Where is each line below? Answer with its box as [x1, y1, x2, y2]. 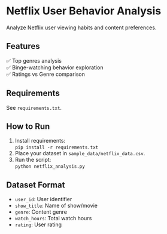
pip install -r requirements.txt [14, 144, 99, 150]
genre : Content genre [14, 208, 68, 215]
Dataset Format [6, 180, 65, 190]
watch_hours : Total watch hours [14, 215, 92, 222]
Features [6, 41, 40, 51]
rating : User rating [14, 221, 62, 228]
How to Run [6, 121, 50, 131]
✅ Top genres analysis [6, 57, 62, 64]
